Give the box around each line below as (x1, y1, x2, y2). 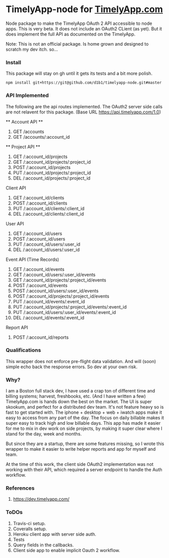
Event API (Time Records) (6, 256, 60, 262)
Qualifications (6, 347, 41, 354)
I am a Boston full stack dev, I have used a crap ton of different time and (6, 388, 155, 394)
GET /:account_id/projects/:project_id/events (13, 277, 106, 283)
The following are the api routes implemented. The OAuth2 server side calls (6, 103, 163, 109)
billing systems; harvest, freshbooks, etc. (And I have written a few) (6, 393, 146, 400)
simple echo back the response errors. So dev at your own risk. (6, 364, 138, 370)
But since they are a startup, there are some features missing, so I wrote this (6, 441, 164, 447)
